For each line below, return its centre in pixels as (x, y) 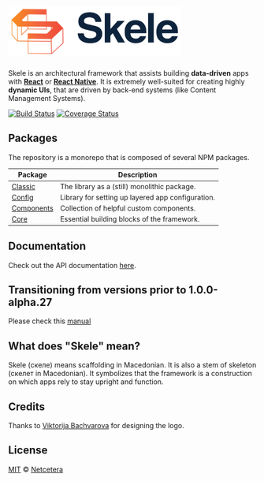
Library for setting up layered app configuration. (138, 197)
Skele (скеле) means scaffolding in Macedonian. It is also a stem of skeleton (132, 365)
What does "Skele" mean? (74, 346)
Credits (27, 406)
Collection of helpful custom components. (128, 208)
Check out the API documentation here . (72, 265)
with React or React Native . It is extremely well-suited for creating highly (127, 81)
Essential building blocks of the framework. (130, 219)
